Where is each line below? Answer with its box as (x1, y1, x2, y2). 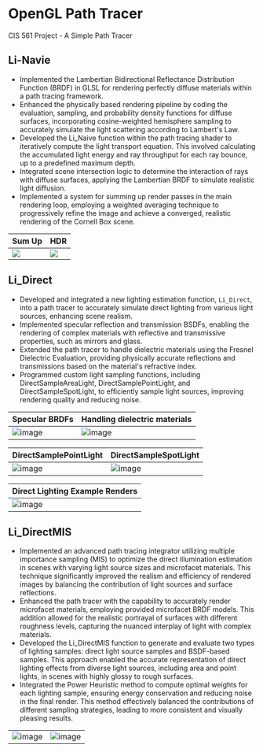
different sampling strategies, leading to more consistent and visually (19, 706, 243, 715)
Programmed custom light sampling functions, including (19, 369, 201, 379)
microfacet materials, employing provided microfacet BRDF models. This (19, 605, 254, 614)
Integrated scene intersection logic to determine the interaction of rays (19, 166, 249, 176)
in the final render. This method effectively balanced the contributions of (19, 697, 254, 706)
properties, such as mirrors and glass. (19, 336, 143, 346)
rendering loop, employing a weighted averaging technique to (19, 200, 220, 209)
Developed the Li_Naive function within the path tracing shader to (19, 133, 232, 143)
